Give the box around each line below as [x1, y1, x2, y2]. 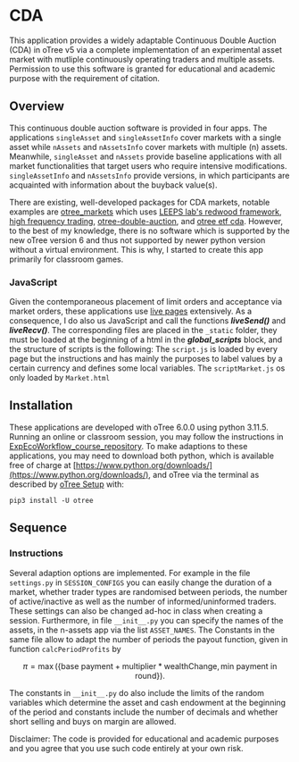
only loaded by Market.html [9, 373, 110, 383]
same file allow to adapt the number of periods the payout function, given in [9, 633, 288, 644]
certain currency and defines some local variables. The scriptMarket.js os [9, 363, 286, 373]
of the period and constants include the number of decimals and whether [9, 707, 278, 717]
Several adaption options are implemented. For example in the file [9, 567, 251, 578]
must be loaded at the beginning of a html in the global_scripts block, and [9, 334, 283, 345]
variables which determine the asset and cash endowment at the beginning [9, 697, 287, 708]
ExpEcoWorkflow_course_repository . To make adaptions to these [9, 440, 248, 451]
